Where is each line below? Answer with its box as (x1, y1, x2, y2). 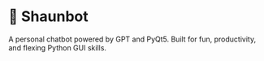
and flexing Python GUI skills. (8, 42, 107, 52)
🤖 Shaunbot (8, 7, 89, 26)
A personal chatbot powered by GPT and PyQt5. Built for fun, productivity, (8, 34, 257, 44)
